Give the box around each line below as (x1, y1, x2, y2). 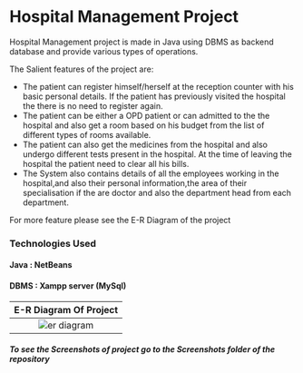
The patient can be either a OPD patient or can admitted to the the (22, 110, 270, 121)
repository (9, 354, 50, 365)
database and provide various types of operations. (9, 45, 199, 56)
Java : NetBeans (9, 260, 73, 270)
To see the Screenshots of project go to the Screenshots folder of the (9, 344, 275, 355)
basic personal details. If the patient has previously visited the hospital (22, 91, 286, 102)
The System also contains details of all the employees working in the (22, 168, 279, 179)
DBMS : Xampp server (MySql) (9, 280, 127, 291)
